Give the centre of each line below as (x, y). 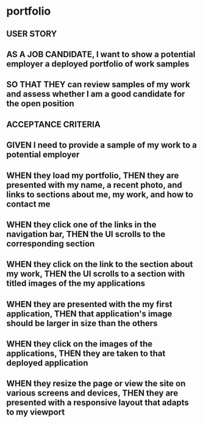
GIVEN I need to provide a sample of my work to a (101, 145)
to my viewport (36, 412)
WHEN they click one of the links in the (81, 225)
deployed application (47, 363)
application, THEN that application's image (89, 314)
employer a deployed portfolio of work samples (98, 64)
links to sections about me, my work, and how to (100, 194)
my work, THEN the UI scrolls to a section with (96, 274)
